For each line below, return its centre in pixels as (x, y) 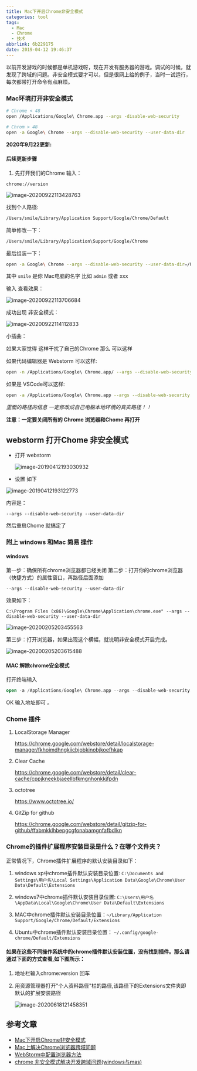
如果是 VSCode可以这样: (35, 384)
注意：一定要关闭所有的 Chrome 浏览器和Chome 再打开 (73, 420)
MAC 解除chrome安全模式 (38, 665)
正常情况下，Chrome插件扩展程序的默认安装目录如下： (72, 861)
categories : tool (27, 17)
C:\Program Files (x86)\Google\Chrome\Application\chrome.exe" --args (94, 611)
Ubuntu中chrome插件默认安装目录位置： (64, 932)
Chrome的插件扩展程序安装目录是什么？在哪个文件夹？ (84, 846)
